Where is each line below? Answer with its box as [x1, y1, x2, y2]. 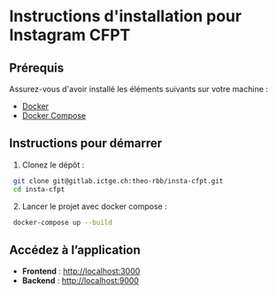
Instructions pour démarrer [9, 135, 163, 151]
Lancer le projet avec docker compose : [21, 201, 167, 212]
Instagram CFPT [9, 25, 131, 45]
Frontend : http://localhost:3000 [21, 266, 141, 276]
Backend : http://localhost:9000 [21, 275, 140, 286]
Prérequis [9, 60, 65, 75]
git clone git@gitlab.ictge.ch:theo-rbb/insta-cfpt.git [12, 176, 224, 185]
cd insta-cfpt [12, 184, 65, 194]
